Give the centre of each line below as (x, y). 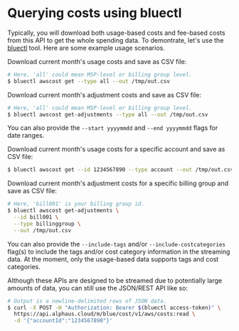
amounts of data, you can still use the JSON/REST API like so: (98, 288)
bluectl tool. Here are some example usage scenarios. (86, 48)
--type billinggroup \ (47, 224)
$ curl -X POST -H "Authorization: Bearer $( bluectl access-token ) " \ (114, 308)
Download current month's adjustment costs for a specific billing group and (118, 183)
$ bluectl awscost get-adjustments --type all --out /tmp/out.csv (108, 114)
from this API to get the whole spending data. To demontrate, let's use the (116, 40)
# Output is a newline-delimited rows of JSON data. (87, 301)
